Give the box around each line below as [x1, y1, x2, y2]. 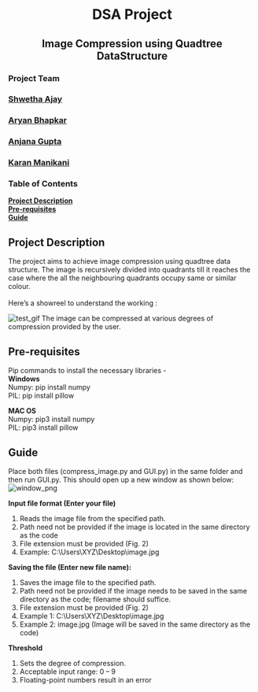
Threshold [8, 643, 43, 653]
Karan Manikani [8, 157, 70, 168]
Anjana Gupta [8, 136, 62, 147]
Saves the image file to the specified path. [19, 577, 157, 587]
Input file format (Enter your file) [8, 498, 116, 508]
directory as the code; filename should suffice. [19, 594, 171, 604]
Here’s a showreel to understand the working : [8, 298, 158, 308]
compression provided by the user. [8, 322, 121, 331]
